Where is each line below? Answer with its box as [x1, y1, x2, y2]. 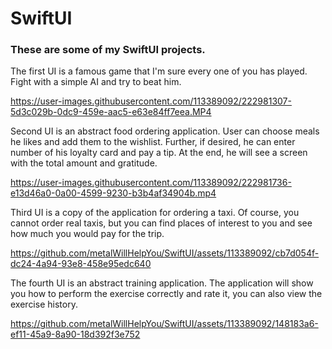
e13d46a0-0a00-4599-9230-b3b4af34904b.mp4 [10, 187, 217, 199]
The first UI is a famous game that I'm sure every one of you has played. [10, 65, 308, 77]
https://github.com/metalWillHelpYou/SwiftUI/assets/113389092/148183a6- [10, 318, 319, 330]
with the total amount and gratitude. [10, 157, 158, 169]
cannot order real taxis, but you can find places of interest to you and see [10, 217, 313, 229]
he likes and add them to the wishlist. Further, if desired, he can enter [10, 136, 296, 148]
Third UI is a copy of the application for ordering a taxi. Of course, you [10, 207, 300, 219]
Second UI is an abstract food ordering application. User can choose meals [10, 125, 320, 137]
